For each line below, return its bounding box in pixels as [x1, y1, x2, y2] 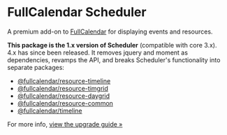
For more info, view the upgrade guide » [7, 120, 123, 128]
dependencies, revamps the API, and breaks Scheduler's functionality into [7, 55, 221, 64]
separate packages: [7, 63, 65, 71]
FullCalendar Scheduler [7, 4, 147, 20]
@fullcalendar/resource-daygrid [17, 92, 110, 100]
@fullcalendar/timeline [17, 106, 82, 115]
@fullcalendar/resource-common [17, 99, 114, 107]
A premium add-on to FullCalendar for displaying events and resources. [7, 27, 213, 36]
